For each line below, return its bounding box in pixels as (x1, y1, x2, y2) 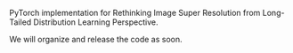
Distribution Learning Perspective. (33, 17, 159, 27)
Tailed (9, 17, 32, 27)
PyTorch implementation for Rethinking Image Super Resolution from (9, 8, 261, 18)
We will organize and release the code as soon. (9, 34, 183, 44)
